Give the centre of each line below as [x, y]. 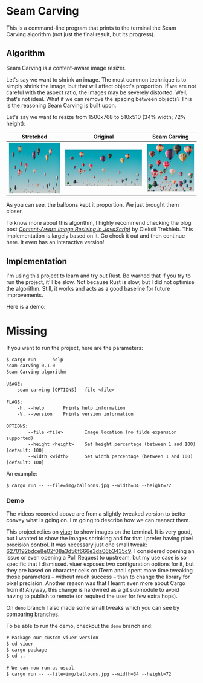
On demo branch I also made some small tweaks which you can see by [93, 608]
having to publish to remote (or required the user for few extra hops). [92, 596]
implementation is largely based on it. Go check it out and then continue [96, 236]
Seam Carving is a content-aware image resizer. [66, 68]
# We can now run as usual [40, 668]
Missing [27, 331]
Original [104, 137]
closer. [14, 211]
